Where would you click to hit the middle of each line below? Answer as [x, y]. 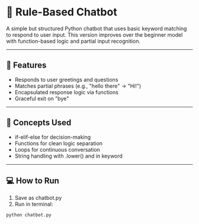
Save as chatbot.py [38, 198]
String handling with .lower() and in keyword [69, 156]
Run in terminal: [34, 204]
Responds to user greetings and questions [66, 79]
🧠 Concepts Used [39, 123]
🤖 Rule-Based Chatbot [62, 12]
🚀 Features [26, 65]
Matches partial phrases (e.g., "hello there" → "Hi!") [78, 86]
